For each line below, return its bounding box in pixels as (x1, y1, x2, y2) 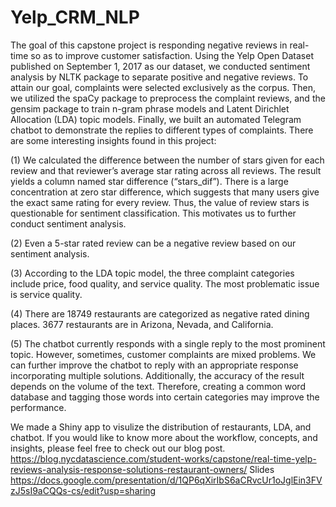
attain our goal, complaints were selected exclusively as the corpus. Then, (10, 81, 317, 93)
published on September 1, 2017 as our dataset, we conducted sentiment (10, 60, 311, 72)
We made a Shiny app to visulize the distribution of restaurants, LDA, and (10, 421, 312, 433)
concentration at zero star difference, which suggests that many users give (10, 186, 320, 198)
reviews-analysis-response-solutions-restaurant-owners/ (10, 463, 248, 475)
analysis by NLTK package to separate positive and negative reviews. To (10, 71, 309, 83)
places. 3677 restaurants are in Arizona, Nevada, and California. (10, 318, 274, 330)
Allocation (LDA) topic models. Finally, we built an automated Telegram (10, 113, 302, 125)
